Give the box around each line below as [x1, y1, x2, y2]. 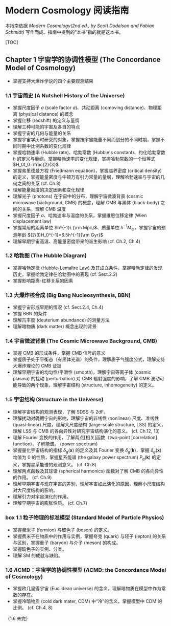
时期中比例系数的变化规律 [17, 143, 71, 149]
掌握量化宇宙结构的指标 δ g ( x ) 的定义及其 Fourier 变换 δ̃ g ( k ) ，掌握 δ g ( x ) [12, 447, 162, 455]
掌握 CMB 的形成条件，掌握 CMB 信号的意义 [12, 350, 106, 356]
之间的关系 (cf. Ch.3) [17, 180, 61, 187]
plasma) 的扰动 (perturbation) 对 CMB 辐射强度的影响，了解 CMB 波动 [12, 376, 160, 382]
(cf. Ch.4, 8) [27, 605, 53, 611]
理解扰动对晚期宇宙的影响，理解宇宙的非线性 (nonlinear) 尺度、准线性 [12, 415, 159, 421]
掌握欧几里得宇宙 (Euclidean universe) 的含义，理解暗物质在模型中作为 [12, 585, 162, 591]
